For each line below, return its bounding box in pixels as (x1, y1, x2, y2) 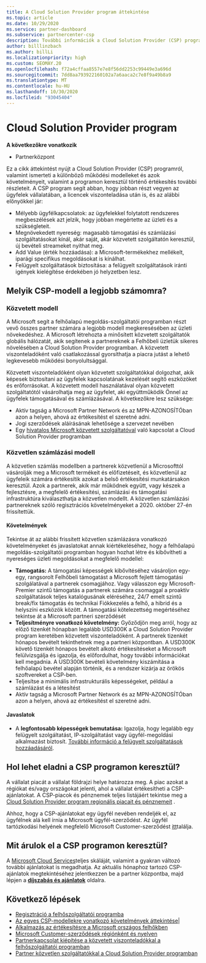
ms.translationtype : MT (6, 77, 67, 83)
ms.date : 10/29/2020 (6, 20, 59, 26)
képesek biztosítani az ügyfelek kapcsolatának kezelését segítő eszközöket (6, 375, 197, 383)
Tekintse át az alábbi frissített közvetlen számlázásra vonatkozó (6, 535, 167, 542)
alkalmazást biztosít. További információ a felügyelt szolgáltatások (15, 738, 183, 745)
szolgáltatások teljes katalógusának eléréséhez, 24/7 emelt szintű (15, 593, 182, 600)
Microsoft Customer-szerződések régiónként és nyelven (15, 930, 158, 937)
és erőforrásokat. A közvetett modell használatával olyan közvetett (6, 382, 175, 389)
